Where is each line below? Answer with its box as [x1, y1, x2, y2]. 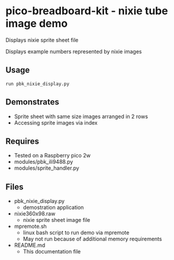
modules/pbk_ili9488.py [14, 158, 73, 166]
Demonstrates [5, 97, 60, 107]
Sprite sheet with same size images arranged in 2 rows [14, 113, 149, 120]
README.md [14, 242, 46, 249]
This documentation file [22, 248, 81, 255]
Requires [5, 136, 40, 146]
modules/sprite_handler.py [14, 164, 79, 172]
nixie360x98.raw [14, 210, 56, 217]
